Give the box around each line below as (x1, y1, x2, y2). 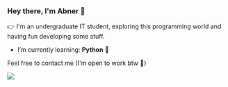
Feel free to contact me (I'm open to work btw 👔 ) (7, 59, 147, 68)
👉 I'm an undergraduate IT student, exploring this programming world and (7, 22, 222, 30)
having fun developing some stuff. (7, 32, 105, 41)
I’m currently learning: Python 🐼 (17, 46, 109, 54)
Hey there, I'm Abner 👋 (7, 6, 85, 16)
